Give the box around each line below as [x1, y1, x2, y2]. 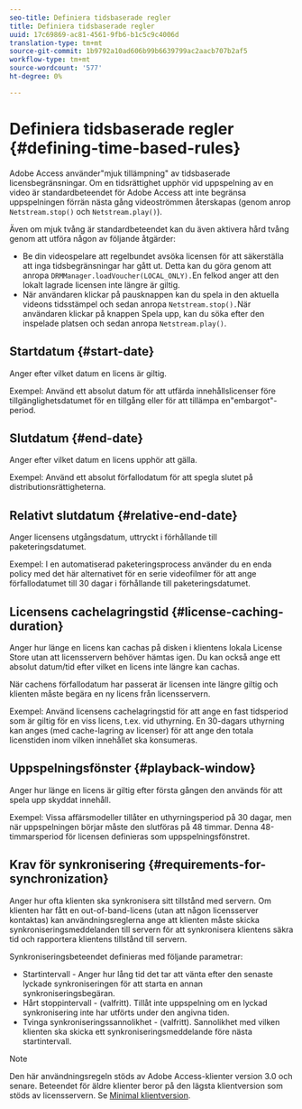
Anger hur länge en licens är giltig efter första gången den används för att [9, 784, 283, 795]
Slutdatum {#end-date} [9, 430, 144, 446]
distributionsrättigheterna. [9, 482, 106, 493]
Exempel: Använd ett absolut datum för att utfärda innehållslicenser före [9, 385, 277, 396]
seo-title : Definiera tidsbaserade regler [9, 13, 171, 23]
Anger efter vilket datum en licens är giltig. [9, 367, 167, 379]
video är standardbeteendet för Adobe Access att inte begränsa [9, 187, 246, 198]
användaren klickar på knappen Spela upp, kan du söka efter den [22, 308, 265, 319]
